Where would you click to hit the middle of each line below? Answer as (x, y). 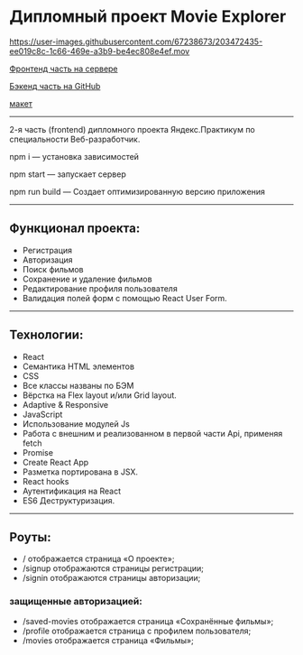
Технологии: (46, 335)
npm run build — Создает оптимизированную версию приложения (138, 191)
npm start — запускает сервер (68, 174)
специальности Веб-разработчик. (75, 139)
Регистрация (47, 250)
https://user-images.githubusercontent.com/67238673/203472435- (136, 42)
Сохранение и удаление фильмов (87, 279)
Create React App (55, 462)
